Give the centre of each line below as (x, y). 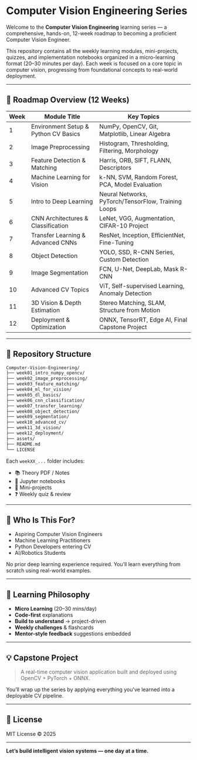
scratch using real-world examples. (49, 571)
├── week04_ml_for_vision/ (39, 390)
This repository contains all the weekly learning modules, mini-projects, (92, 51)
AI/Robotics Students (40, 553)
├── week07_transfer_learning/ (44, 406)
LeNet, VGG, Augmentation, (137, 218)
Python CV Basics (56, 133)
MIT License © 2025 (31, 734)
